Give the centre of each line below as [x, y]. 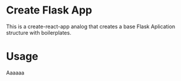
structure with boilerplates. [39, 32]
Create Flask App [49, 10]
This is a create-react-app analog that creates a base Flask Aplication [91, 26]
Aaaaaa [15, 72]
